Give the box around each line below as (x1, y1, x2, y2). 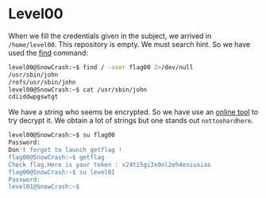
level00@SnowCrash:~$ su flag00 (8, 131, 115, 139)
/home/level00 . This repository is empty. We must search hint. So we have (8, 39, 251, 49)
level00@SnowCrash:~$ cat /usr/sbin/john (8, 85, 148, 94)
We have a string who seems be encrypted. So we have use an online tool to (8, 107, 259, 117)
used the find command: (8, 48, 89, 57)
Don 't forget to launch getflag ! (8, 146, 123, 154)
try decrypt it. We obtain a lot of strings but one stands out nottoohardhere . (8, 116, 254, 126)
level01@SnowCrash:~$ (8, 183, 80, 191)
